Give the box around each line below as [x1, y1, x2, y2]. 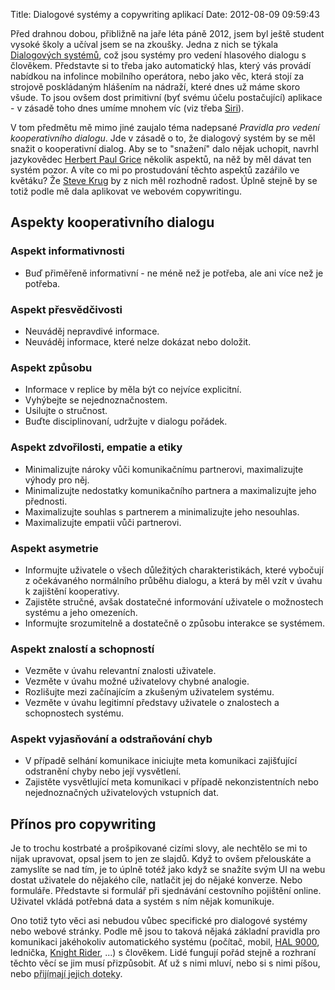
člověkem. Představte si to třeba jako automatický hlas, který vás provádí [10, 60, 312, 71]
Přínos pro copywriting [10, 815, 157, 833]
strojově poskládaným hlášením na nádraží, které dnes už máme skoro [10, 81, 301, 93]
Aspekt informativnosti [10, 244, 125, 258]
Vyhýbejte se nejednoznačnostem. [24, 394, 168, 406]
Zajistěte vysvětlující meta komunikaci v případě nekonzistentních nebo [24, 776, 319, 788]
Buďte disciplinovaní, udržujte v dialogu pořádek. [24, 415, 228, 428]
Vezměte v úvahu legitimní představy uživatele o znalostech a [24, 697, 280, 709]
